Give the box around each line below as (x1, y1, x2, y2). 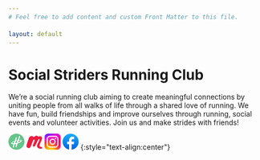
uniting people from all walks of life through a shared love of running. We (8, 101, 249, 110)
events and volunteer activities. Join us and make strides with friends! (8, 117, 239, 128)
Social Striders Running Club (8, 65, 205, 84)
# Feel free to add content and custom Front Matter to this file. (8, 13, 239, 21)
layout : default (8, 30, 63, 38)
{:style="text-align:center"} (79, 142, 171, 152)
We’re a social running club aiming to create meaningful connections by (8, 92, 246, 102)
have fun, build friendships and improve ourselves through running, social (8, 109, 253, 119)
